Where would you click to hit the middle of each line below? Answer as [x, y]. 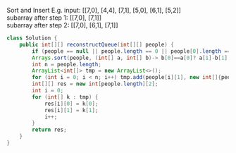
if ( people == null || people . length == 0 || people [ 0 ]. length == [131, 51]
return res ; [50, 130]
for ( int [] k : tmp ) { [65, 97]
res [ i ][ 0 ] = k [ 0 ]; [71, 104]
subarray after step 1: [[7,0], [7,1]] [54, 18]
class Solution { [32, 38]
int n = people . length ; [67, 64]
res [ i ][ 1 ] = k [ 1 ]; [71, 110]
